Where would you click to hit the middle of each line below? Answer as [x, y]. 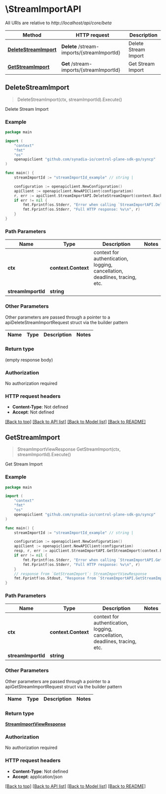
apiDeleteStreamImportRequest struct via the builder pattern [67, 322]
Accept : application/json [37, 776]
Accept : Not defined [33, 412]
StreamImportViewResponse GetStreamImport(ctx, [69, 449]
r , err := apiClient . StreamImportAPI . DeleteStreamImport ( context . [84, 196]
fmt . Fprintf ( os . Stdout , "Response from [55, 578]
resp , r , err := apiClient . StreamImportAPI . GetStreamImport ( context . [87, 551]
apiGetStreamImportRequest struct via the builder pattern [64, 687]
